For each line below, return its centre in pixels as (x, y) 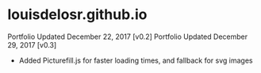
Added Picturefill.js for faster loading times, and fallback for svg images (136, 60)
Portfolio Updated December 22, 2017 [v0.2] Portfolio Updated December (127, 36)
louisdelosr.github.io (77, 15)
